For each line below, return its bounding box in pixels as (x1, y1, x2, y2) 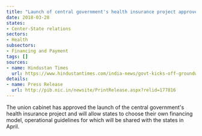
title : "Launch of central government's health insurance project (6, 8, 176, 15)
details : (6, 76, 28, 82)
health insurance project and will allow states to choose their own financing (6, 110, 193, 117)
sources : (6, 59, 28, 65)
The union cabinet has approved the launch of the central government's (6, 104, 185, 111)
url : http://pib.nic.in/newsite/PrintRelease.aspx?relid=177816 (11, 87, 176, 93)
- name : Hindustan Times (6, 64, 69, 71)
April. (6, 123, 20, 130)
